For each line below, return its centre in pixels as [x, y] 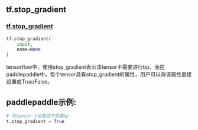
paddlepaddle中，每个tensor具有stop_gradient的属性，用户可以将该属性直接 [99, 74]
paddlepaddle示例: [41, 102]
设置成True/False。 [30, 82]
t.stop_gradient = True [35, 121]
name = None [29, 49]
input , [25, 44]
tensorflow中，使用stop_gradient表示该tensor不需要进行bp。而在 [86, 67]
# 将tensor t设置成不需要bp [38, 116]
